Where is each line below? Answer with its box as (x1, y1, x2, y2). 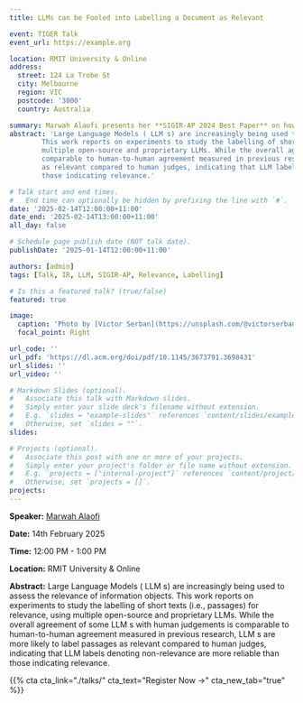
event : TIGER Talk (9, 29, 78, 39)
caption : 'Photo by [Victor (17, 319, 124, 329)
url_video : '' (9, 369, 63, 379)
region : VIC (17, 88, 63, 97)
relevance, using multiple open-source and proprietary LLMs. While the (9, 609, 275, 620)
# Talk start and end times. (9, 187, 119, 197)
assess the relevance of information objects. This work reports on (9, 590, 254, 601)
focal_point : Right (17, 328, 91, 338)
